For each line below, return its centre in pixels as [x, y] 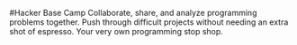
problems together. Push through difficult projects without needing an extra [149, 22]
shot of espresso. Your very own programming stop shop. [116, 31]
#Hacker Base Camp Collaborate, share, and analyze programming [133, 13]
